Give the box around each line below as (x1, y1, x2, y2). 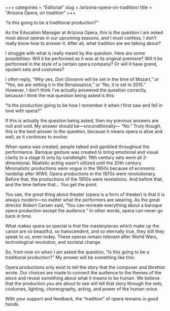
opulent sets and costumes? (5, 66, 64, 72)
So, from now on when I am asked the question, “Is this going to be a (5, 249, 150, 255)
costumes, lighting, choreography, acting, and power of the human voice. (5, 286, 159, 292)
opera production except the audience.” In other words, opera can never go (5, 208, 163, 213)
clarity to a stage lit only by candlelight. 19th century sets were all (5, 155, 142, 160)
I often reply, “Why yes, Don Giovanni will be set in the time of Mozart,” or (5, 76, 159, 82)
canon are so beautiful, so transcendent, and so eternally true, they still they (5, 229, 165, 234)
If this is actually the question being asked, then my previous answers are (5, 118, 159, 124)
